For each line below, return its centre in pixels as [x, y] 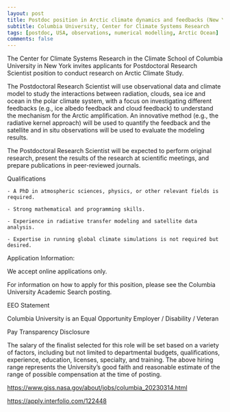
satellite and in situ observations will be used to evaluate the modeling [106, 130]
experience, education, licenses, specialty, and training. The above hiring [110, 360]
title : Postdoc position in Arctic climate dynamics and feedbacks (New [113, 20]
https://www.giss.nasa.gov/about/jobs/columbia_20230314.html [97, 388]
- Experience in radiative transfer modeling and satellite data [102, 221]
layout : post [26, 13]
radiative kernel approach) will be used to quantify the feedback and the [109, 123]
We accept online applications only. [57, 271]
